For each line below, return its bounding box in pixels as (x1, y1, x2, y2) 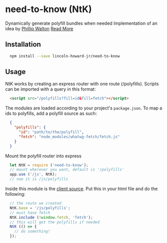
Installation (5, 40, 41, 49)
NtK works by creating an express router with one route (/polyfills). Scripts (5, 81, 159, 87)
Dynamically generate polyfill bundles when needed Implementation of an (5, 20, 158, 26)
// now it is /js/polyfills (10, 176, 69, 182)
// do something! (14, 229, 51, 234)
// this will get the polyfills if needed (10, 219, 100, 225)
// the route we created (10, 201, 62, 206)
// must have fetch (10, 210, 51, 215)
